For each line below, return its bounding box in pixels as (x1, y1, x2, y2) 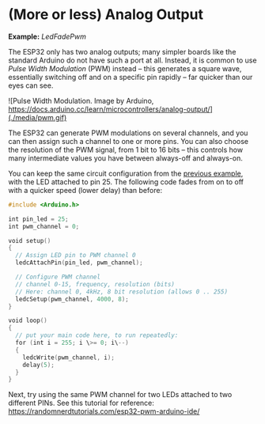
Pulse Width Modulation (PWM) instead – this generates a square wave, (8, 63, 242, 73)
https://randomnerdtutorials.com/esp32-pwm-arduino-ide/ (8, 407, 200, 416)
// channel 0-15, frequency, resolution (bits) (15, 280, 176, 288)
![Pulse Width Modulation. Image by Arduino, (8, 96, 154, 105)
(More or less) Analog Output (8, 6, 204, 24)
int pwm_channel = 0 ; (8, 222, 80, 230)
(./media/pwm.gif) (8, 112, 67, 122)
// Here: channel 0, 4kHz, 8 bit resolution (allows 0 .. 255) (15, 287, 228, 296)
